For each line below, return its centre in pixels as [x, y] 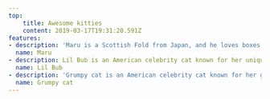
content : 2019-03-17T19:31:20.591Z [82, 30]
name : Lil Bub [39, 68]
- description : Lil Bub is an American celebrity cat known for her [125, 61]
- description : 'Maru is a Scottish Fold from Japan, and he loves [124, 46]
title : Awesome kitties [63, 23]
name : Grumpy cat [45, 82]
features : [25, 38]
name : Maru [34, 53]
